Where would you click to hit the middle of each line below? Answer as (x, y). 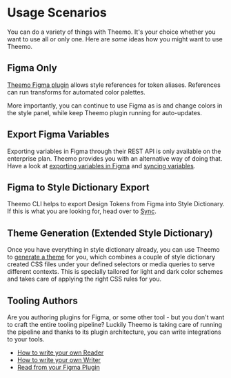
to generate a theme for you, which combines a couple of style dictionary (111, 257)
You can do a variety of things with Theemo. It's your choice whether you (111, 32)
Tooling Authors (42, 300)
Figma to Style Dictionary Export (78, 187)
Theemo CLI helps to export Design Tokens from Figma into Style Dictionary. (116, 204)
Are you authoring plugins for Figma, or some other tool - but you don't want (116, 317)
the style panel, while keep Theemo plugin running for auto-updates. (104, 112)
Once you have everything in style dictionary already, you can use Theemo (113, 250)
